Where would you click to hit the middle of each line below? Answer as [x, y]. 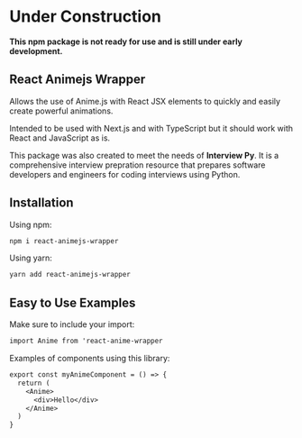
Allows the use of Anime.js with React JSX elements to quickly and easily [145, 101]
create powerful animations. [61, 111]
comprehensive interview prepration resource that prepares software [137, 165]
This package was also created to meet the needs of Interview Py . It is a [144, 155]
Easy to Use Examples [73, 302]
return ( [34, 383]
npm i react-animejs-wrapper [64, 241]
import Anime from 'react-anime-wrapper [87, 341]
